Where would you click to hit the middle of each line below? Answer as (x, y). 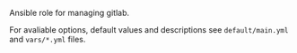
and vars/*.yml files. (48, 39)
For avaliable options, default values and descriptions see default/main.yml (149, 30)
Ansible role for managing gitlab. (70, 13)
